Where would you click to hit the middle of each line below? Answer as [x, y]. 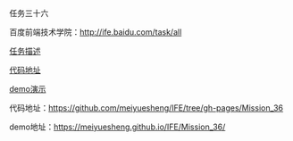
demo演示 [28, 89]
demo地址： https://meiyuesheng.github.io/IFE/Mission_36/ [117, 127]
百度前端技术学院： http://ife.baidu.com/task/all [96, 32]
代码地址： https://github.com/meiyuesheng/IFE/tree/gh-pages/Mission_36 [146, 108]
